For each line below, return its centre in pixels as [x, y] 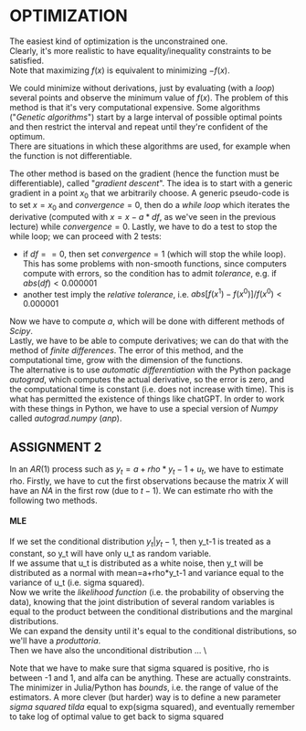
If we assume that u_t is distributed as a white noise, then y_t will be [137, 563]
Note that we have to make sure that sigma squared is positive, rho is [139, 668]
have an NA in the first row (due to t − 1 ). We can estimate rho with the [142, 490]
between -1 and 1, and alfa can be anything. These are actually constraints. [150, 677]
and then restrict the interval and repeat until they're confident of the [139, 126]
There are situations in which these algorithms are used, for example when [150, 146]
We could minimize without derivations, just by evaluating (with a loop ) [142, 88]
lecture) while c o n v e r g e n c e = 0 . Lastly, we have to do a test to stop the [143, 226]
